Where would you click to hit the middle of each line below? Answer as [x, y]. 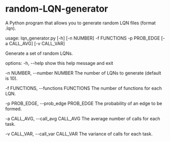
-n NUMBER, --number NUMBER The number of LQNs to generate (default [83, 73]
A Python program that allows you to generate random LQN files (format [80, 23]
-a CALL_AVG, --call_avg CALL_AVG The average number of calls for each [83, 118]
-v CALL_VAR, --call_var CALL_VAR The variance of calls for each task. [79, 134]
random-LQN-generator [57, 9]
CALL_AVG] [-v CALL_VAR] [37, 43]
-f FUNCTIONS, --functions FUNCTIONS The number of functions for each [84, 88]
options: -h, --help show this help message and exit [59, 63]
